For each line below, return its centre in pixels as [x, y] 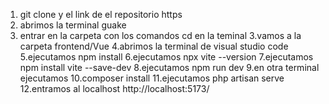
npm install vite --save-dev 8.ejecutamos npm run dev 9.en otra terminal [169, 67]
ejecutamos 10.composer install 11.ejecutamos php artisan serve [152, 78]
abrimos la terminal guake [73, 25]
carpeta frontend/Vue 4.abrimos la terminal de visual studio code [154, 46]
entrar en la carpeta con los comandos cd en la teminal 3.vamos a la [160, 35]
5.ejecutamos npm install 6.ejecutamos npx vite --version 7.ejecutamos [166, 57]
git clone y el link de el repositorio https [101, 14]
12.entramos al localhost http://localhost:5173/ [114, 88]
